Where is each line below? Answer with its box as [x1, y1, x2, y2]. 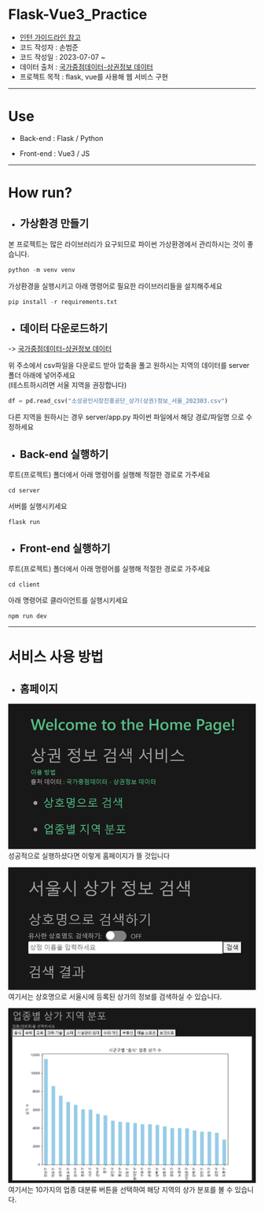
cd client [8, 581, 41, 589]
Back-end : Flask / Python [19, 133, 104, 143]
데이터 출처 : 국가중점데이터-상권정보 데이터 [19, 61, 153, 72]
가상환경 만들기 [19, 217, 90, 230]
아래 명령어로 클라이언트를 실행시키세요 [8, 595, 128, 604]
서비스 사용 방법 [8, 648, 104, 667]
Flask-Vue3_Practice [8, 6, 148, 24]
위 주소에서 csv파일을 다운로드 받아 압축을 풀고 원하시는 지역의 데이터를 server [8, 361, 250, 370]
